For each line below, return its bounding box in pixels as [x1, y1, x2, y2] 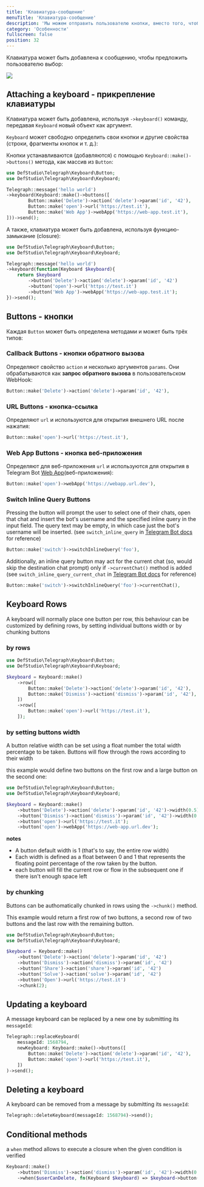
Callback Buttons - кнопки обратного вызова [6, 349, 144, 358]
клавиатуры [6, 99, 56, 110]
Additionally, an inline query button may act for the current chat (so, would [6, 558, 192, 565]
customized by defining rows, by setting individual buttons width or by [6, 622, 182, 629]
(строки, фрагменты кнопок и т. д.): [6, 139, 98, 147]
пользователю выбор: [6, 60, 64, 68]
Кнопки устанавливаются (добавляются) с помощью [6, 152, 144, 159]
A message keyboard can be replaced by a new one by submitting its [6, 1015, 179, 1023]
